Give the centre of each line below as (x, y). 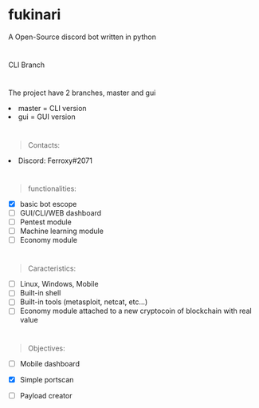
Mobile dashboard (49, 363)
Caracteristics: (52, 268)
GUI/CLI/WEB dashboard (61, 212)
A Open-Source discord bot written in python (82, 37)
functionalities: (52, 188)
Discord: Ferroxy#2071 (56, 160)
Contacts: (44, 145)
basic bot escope (48, 204)
